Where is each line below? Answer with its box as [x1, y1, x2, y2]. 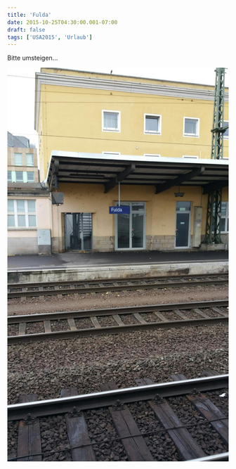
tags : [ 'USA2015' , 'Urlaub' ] [7, 34, 93, 41]
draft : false [7, 26, 46, 33]
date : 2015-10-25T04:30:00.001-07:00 [7, 18, 118, 26]
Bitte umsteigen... [7, 53, 58, 63]
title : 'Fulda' [7, 11, 52, 18]
